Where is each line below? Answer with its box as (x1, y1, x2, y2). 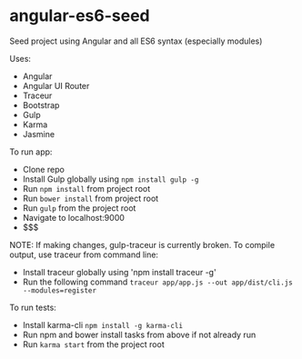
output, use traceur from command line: (9, 249, 159, 260)
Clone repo (22, 164, 65, 175)
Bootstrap (22, 99, 60, 110)
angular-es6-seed (9, 5, 150, 26)
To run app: (9, 146, 53, 157)
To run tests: (9, 302, 56, 313)
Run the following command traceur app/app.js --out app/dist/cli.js (22, 276, 293, 287)
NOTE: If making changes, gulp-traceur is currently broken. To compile (9, 239, 276, 250)
